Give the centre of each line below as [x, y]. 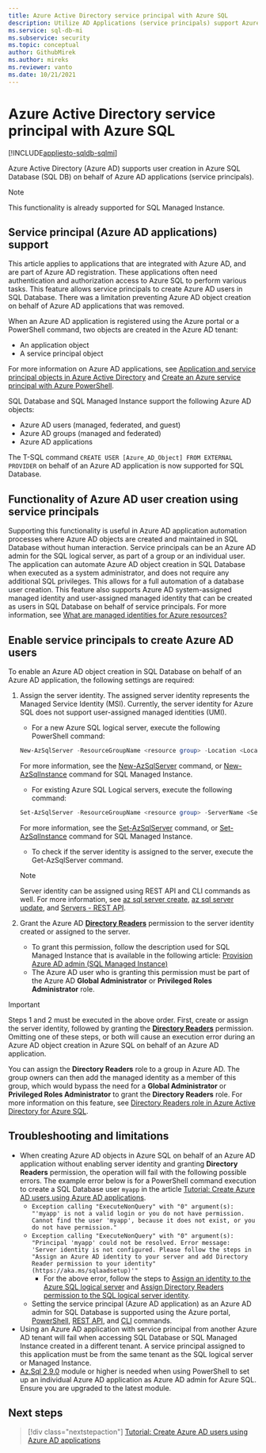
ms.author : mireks [38, 60]
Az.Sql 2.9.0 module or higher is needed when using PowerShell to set [135, 1371]
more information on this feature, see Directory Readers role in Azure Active [132, 1102]
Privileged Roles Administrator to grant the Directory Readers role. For [125, 1094]
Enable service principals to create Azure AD [121, 640]
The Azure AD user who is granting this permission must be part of [141, 972]
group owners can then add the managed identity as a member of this [122, 1077]
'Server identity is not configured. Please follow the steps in [141, 1250]
